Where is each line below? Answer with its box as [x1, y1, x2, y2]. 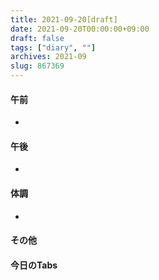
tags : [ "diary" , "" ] [10, 42, 97, 53]
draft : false [10, 33, 65, 43]
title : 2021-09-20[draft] [10, 14, 118, 25]
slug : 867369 [10, 61, 65, 71]
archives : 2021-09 [10, 52, 87, 62]
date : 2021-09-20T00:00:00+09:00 [10, 24, 150, 34]
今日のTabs [10, 259, 58, 271]
